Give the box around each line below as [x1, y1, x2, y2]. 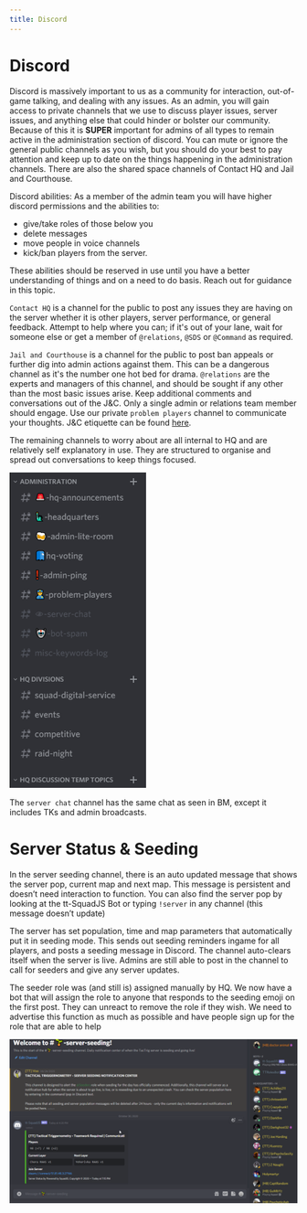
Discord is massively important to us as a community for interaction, [9, 85, 266, 96]
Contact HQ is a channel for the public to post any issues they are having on [9, 302, 293, 313]
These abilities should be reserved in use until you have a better [9, 265, 250, 276]
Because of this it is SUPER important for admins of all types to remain [9, 124, 275, 135]
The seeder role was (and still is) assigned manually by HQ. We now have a [9, 982, 292, 993]
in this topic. [9, 284, 57, 295]
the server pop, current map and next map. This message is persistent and [9, 878, 291, 889]
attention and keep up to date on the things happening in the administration [9, 154, 293, 165]
